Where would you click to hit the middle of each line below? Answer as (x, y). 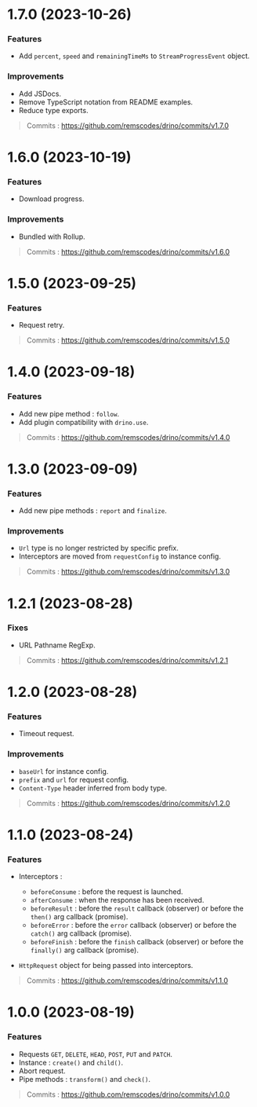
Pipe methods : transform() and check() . (84, 1079)
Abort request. (42, 1071)
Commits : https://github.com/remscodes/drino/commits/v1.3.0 (128, 572)
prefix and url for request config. (74, 779)
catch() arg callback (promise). (81, 933)
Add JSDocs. (40, 93)
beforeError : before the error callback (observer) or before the (133, 926)
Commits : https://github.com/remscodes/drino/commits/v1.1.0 (127, 981)
